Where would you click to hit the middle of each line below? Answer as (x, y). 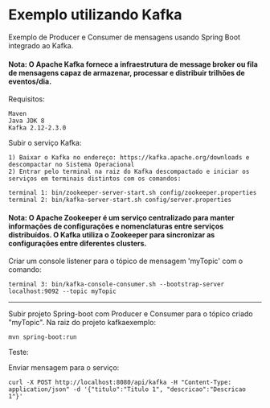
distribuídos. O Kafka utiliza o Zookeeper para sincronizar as (112, 234)
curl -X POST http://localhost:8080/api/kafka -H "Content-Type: (120, 383)
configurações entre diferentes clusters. (78, 243)
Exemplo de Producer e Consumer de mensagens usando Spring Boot (125, 37)
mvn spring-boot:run (43, 337)
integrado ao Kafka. (41, 45)
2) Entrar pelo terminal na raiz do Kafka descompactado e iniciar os (129, 172)
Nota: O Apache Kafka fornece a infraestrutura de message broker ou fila (133, 64)
